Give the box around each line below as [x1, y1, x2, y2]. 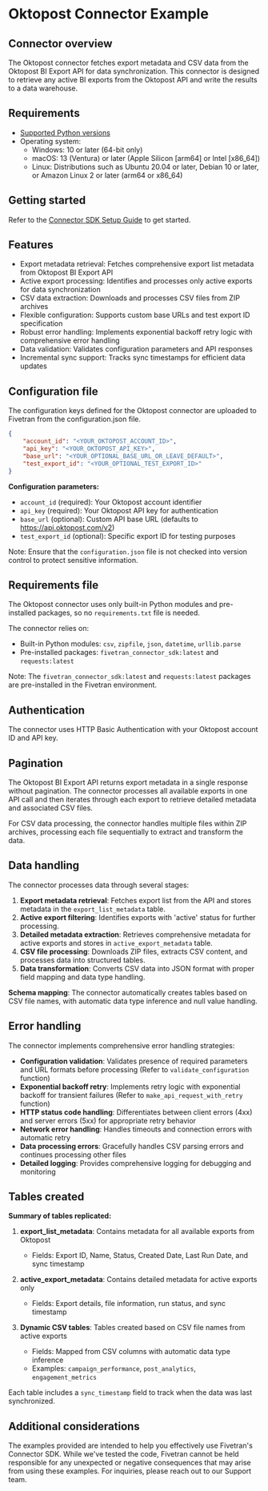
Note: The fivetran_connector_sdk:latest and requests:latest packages [8, 672, 251, 681]
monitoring [19, 1167, 56, 1176]
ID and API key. [8, 733, 58, 743]
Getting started [8, 194, 86, 207]
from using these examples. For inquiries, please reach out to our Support [8, 1466, 252, 1476]
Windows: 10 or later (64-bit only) [31, 145, 143, 155]
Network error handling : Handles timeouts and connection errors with [19, 1124, 253, 1134]
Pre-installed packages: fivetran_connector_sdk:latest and [19, 648, 218, 657]
